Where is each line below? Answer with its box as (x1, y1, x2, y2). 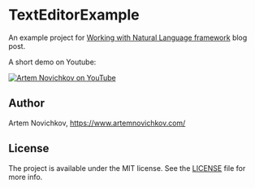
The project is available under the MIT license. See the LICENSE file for (8, 163, 246, 173)
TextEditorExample (8, 6, 140, 24)
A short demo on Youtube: (8, 57, 97, 67)
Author (8, 96, 45, 111)
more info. (8, 172, 43, 181)
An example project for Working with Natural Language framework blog (8, 33, 248, 42)
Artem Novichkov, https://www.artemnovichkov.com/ (8, 118, 186, 128)
